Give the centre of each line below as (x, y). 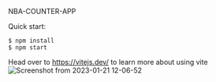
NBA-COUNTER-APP (42, 11)
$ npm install (32, 41)
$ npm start (28, 48)
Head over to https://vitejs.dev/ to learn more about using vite (108, 62)
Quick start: (27, 26)
